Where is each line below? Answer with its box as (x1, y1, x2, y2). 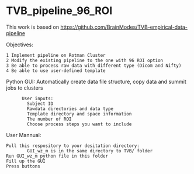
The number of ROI (27, 116, 72, 122)
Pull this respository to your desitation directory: (6, 142, 140, 149)
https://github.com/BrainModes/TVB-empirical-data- (60, 23, 188, 30)
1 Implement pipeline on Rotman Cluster (6, 52, 106, 58)
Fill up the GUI (6, 158, 46, 164)
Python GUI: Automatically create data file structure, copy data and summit (6, 78, 187, 85)
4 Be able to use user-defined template (6, 67, 106, 74)
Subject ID (27, 101, 54, 107)
